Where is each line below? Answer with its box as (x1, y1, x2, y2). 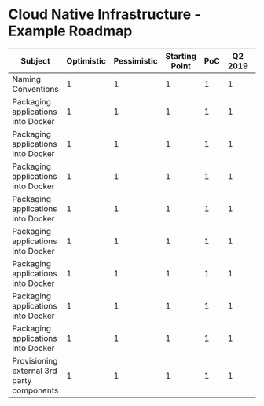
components (12, 385, 59, 396)
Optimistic (66, 55, 106, 66)
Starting (165, 50, 197, 61)
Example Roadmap (8, 22, 133, 40)
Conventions (12, 83, 59, 94)
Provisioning (12, 355, 58, 366)
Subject (20, 55, 51, 66)
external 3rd (12, 365, 57, 376)
